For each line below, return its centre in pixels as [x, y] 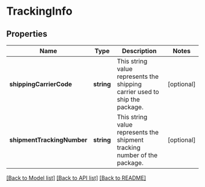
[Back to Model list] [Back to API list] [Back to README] [76, 178]
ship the [128, 99]
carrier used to [138, 92]
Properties [27, 34]
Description [139, 51]
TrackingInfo [39, 11]
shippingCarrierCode [41, 84]
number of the [137, 155]
